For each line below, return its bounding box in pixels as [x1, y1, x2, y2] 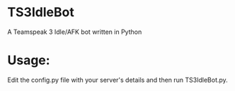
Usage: [7, 52, 51, 68]
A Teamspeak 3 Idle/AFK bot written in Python [7, 28, 142, 36]
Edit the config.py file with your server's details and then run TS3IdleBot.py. [7, 75, 228, 84]
